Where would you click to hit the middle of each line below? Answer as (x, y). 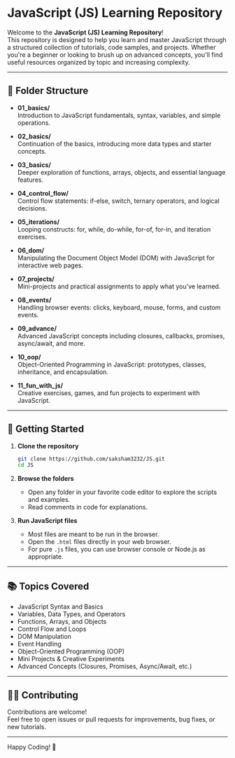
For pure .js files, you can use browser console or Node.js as (117, 550)
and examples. (49, 500)
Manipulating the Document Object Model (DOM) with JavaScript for (116, 258)
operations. (34, 122)
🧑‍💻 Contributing (43, 695)
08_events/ (34, 300)
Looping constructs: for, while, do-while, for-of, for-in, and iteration (114, 229)
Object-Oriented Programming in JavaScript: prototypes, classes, (112, 364)
